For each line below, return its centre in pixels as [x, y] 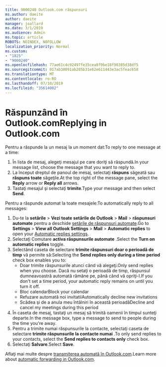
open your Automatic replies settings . [51, 234]
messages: [16, 209]
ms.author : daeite [24, 14]
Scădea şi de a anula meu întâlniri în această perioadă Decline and [87, 302]
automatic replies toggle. [38, 244]
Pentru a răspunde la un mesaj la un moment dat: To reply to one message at [83, 147]
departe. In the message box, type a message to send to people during [84, 318]
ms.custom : [16, 51]
